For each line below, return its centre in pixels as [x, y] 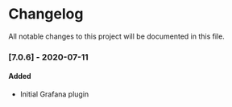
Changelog [46, 14]
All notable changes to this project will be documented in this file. [117, 36]
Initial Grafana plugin [54, 94]
